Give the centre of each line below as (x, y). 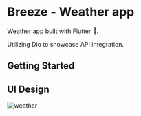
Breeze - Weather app (71, 12)
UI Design (28, 89)
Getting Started (41, 66)
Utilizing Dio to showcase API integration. (66, 44)
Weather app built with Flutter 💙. (53, 31)
